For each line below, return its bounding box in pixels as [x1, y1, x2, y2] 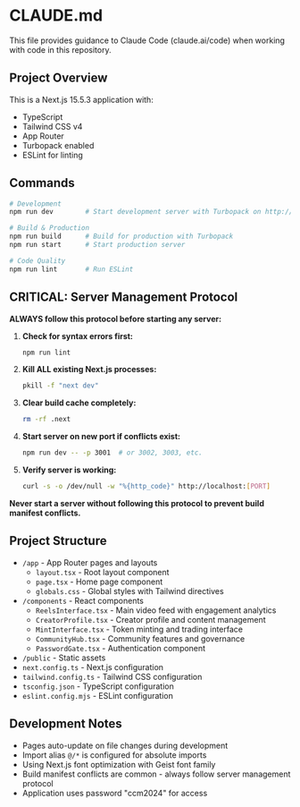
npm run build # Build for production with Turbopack [9, 232, 234, 242]
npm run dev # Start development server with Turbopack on [9, 208, 262, 217]
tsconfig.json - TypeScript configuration [21, 681, 174, 692]
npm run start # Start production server [9, 241, 186, 250]
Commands [9, 175, 76, 191]
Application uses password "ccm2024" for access [21, 787, 208, 798]
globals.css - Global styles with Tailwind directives [35, 585, 225, 596]
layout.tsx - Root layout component [35, 566, 170, 577]
